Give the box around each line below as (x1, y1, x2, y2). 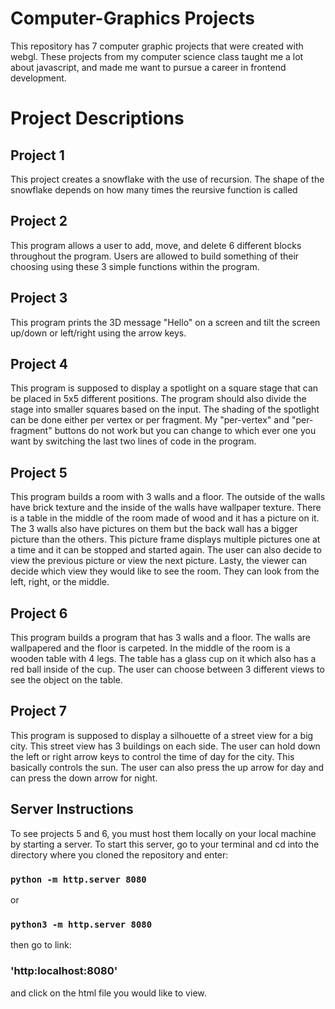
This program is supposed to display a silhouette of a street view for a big (10, 729, 314, 741)
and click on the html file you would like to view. (10, 987, 207, 999)
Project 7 (10, 703, 67, 720)
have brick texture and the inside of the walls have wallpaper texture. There (10, 502, 322, 514)
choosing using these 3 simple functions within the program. (10, 260, 260, 272)
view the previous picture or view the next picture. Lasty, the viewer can (10, 555, 308, 567)
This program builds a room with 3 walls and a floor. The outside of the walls (10, 491, 326, 503)
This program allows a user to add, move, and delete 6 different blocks (10, 239, 302, 251)
